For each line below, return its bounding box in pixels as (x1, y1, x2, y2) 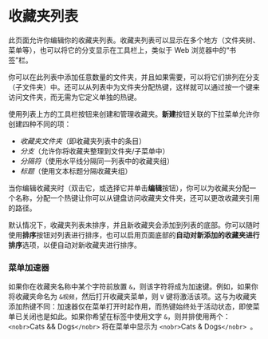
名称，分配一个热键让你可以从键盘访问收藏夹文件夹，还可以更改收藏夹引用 (14, 193, 260, 202)
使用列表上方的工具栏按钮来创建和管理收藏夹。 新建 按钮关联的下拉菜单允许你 (8, 109, 260, 118)
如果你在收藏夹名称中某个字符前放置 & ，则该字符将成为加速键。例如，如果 (8, 281, 252, 292)
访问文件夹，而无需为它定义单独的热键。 (8, 92, 141, 102)
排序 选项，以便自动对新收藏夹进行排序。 (8, 240, 141, 249)
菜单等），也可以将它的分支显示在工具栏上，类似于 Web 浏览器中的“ (8, 45, 230, 54)
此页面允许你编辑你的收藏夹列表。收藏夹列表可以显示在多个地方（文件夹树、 (8, 35, 260, 45)
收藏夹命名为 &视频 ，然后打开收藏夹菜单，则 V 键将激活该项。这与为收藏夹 (14, 292, 257, 301)
